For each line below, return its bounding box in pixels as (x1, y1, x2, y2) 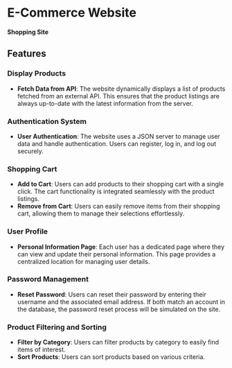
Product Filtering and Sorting (7, 322, 107, 332)
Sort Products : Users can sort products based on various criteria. (17, 353, 206, 361)
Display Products (7, 69, 66, 78)
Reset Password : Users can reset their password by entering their (17, 290, 206, 299)
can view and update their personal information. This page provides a (17, 249, 216, 258)
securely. (17, 147, 44, 155)
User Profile (7, 227, 48, 236)
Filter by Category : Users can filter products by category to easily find (17, 338, 220, 347)
